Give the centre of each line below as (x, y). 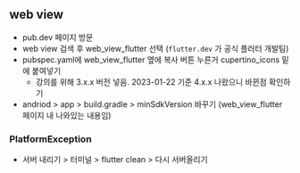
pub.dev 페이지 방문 (58, 37)
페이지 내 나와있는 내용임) (67, 115)
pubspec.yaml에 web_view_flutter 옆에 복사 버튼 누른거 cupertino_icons (151, 59)
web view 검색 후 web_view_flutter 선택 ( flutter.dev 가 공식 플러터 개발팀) (155, 48)
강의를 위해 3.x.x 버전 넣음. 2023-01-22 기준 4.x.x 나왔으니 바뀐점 (151, 82)
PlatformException (50, 139)
